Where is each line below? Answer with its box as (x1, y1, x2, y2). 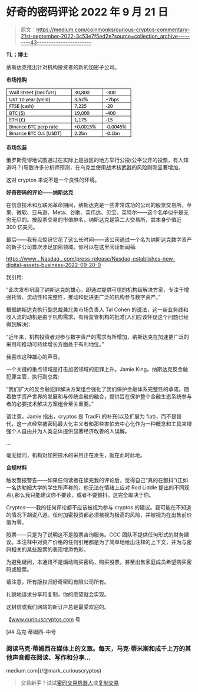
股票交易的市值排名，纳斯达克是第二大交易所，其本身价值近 (37, 216, 181, 223)
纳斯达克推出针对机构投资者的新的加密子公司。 (6, 63, 120, 71)
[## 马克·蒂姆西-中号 (6, 628, 57, 635)
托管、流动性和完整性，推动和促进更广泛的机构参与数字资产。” (11, 293, 161, 301)
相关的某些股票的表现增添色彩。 (11, 546, 89, 553)
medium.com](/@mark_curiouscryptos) (6, 667, 102, 674)
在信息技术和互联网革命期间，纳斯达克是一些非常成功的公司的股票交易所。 (6, 201, 187, 208)
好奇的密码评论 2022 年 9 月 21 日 (6, 5, 169, 19)
